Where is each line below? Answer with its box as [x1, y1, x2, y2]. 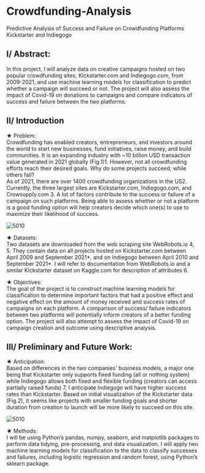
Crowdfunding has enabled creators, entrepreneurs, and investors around [6, 138, 193, 145]
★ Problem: [6, 132, 37, 139]
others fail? [6, 171, 35, 179]
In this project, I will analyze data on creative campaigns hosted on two [6, 65, 185, 72]
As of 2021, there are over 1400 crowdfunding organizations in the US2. [6, 177, 187, 185]
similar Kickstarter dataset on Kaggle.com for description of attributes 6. [6, 266, 188, 274]
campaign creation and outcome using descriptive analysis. [6, 324, 157, 331]
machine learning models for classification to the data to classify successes [6, 447, 198, 455]
